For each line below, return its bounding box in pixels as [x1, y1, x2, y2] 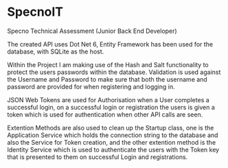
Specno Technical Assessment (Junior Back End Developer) [7, 27, 177, 35]
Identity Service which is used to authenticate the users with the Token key [7, 145, 220, 154]
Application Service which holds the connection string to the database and [7, 131, 218, 139]
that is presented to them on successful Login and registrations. [7, 152, 188, 161]
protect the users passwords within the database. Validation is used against [7, 68, 221, 76]
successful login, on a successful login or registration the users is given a [7, 103, 215, 111]
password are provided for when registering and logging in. [7, 82, 175, 91]
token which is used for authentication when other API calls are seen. [7, 110, 203, 119]
